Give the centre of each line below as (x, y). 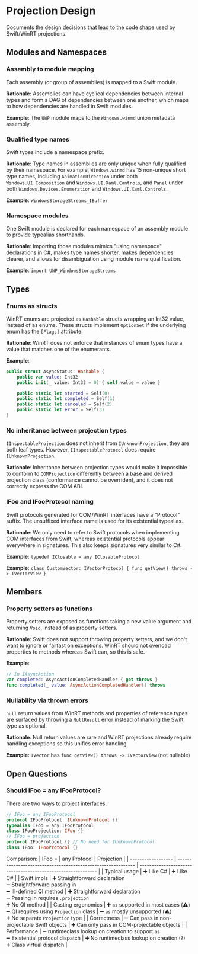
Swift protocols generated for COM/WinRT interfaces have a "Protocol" (93, 514)
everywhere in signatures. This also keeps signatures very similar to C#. (94, 545)
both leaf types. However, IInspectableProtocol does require (81, 450)
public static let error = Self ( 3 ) (61, 410)
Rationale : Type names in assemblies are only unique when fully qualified (96, 164)
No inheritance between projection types (67, 430)
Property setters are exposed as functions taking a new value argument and (99, 622)
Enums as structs (32, 306)
